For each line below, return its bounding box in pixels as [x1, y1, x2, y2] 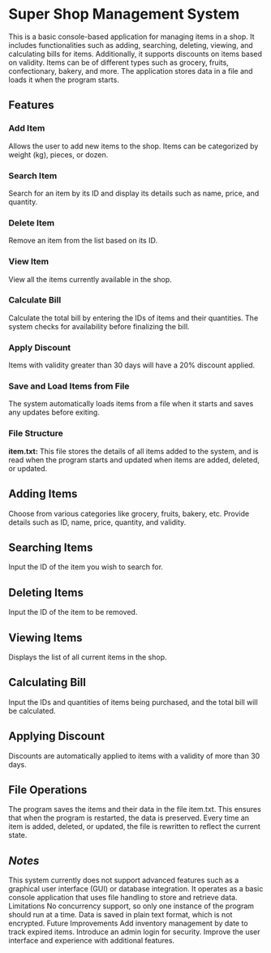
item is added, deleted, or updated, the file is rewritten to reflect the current [8, 822, 261, 831]
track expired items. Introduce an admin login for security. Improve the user [8, 927, 261, 937]
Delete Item [8, 217, 55, 228]
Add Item [8, 122, 45, 134]
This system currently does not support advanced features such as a [8, 875, 239, 885]
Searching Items [8, 540, 93, 554]
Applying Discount [8, 729, 105, 743]
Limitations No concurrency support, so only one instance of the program [8, 901, 254, 911]
